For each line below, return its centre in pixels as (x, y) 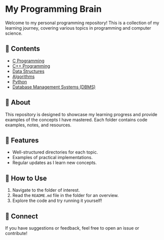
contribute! (16, 233)
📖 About (18, 102)
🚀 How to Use (26, 178)
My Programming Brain (54, 9)
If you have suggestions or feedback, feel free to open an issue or (72, 228)
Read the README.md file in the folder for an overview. (65, 196)
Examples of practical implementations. (52, 158)
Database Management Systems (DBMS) (54, 87)
